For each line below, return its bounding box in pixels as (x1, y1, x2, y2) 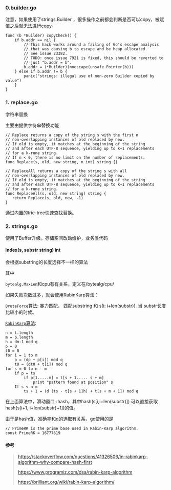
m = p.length (5, 335, 33, 340)
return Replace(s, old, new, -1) (12, 195, 83, 200)
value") (5, 78, 22, 83)
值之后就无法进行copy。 (5, 23, 56, 29)
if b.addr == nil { (14, 37, 56, 43)
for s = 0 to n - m (5, 366, 47, 371)
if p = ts (14, 371, 36, 376)
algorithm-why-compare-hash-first (17, 459, 92, 465)
